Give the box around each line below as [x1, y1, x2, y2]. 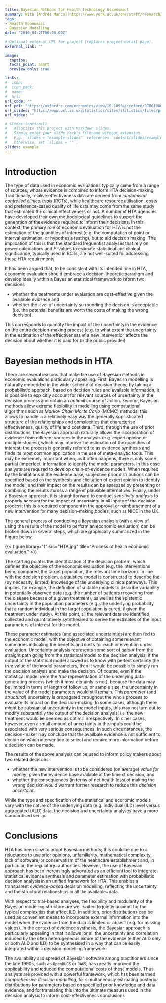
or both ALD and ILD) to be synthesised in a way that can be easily [5, 940, 141, 946]
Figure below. [5, 534, 33, 540]
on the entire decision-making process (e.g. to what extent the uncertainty [5, 327, 157, 333]
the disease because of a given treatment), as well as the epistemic [5, 595, 142, 601]
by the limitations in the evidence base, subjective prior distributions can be [5, 472, 159, 478]
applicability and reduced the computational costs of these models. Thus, [5, 966, 155, 972]
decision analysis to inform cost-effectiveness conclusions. [5, 993, 126, 999]
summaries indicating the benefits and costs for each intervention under [5, 642, 152, 648]
